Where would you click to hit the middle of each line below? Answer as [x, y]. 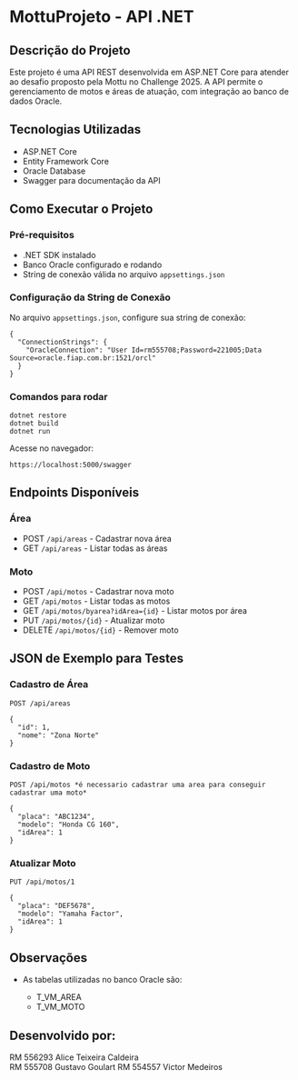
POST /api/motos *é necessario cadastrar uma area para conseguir [138, 785]
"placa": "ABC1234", [56, 817]
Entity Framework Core [65, 161]
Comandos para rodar [59, 396]
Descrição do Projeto [70, 50]
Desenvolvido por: [63, 1035]
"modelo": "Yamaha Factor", [71, 914]
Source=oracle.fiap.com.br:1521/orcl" [83, 358]
